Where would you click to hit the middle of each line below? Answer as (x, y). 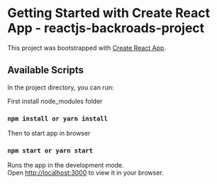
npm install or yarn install (58, 118)
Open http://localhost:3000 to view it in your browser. (86, 173)
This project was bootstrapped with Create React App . (87, 48)
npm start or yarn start (50, 150)
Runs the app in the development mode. (66, 166)
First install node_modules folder (55, 101)
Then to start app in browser (49, 134)
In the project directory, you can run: (61, 87)
